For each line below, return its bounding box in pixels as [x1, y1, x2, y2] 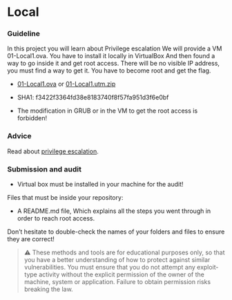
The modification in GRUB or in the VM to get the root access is [17, 106, 198, 115]
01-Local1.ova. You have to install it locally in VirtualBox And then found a [7, 52, 215, 60]
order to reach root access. [17, 214, 95, 223]
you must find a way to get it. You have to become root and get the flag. [7, 66, 211, 75]
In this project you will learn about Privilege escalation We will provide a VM [7, 44, 222, 53]
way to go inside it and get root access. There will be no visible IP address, [7, 59, 220, 68]
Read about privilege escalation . [7, 147, 99, 156]
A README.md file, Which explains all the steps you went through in [17, 207, 211, 215]
